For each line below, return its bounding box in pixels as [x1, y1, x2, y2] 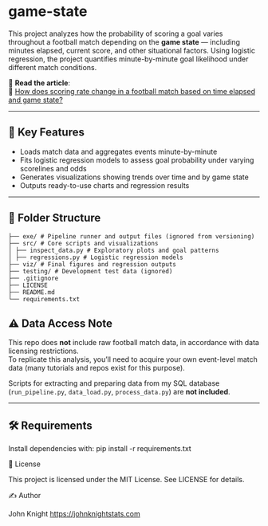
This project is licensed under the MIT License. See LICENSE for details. [8, 475, 245, 485]
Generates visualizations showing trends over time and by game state [19, 172, 249, 182]
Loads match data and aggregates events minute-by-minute [19, 147, 218, 156]
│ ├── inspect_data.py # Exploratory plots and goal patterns [8, 246, 219, 254]
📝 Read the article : [8, 78, 70, 88]
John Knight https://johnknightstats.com [8, 509, 141, 519]
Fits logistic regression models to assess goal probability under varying [19, 155, 254, 165]
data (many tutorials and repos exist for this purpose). [8, 363, 185, 373]
